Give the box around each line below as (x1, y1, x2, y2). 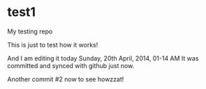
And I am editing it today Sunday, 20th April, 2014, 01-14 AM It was (7, 54, 199, 63)
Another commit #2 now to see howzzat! (7, 74, 124, 83)
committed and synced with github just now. (7, 61, 135, 70)
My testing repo (7, 27, 53, 35)
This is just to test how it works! (7, 40, 98, 49)
